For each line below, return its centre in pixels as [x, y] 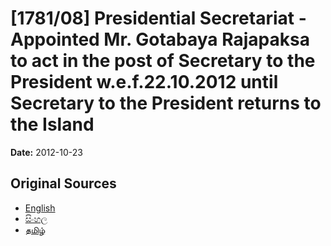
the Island [52, 124]
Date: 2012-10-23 [46, 152]
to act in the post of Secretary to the [163, 61]
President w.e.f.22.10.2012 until [144, 82]
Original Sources [63, 183]
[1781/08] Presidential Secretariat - [158, 18]
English [40, 208]
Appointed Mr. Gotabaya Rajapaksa [160, 39]
